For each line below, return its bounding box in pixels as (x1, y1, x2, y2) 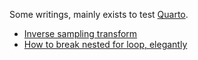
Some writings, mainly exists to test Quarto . (9, 9, 189, 20)
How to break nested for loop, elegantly (23, 39, 188, 50)
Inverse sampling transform (23, 28, 138, 39)
